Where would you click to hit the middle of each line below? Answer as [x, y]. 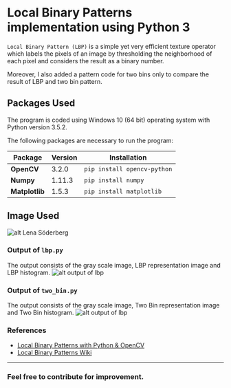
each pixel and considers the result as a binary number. [86, 61]
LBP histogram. [29, 272]
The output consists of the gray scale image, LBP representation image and [114, 265]
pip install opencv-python [128, 169]
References [27, 330]
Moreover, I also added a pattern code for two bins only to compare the [108, 74]
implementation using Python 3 [99, 27]
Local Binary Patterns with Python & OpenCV [81, 345]
